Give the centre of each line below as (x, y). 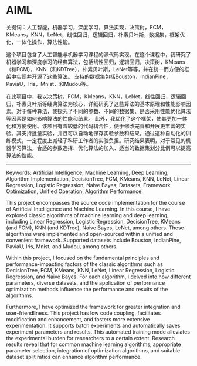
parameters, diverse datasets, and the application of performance (86, 282)
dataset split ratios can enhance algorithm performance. (74, 357)
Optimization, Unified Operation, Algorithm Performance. (75, 191)
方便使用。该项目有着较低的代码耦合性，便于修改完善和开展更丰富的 (98, 126)
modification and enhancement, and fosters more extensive (78, 319)
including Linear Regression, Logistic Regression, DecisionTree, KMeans (93, 221)
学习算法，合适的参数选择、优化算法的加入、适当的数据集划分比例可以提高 (101, 148)
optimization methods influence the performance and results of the (87, 289)
